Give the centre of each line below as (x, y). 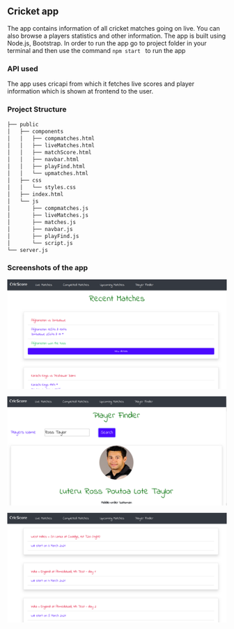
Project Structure (37, 110)
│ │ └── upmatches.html (48, 174)
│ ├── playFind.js (43, 237)
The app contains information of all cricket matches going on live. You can (114, 28)
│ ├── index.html (36, 195)
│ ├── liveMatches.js (48, 216)
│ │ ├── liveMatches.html (51, 146)
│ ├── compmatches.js (48, 209)
